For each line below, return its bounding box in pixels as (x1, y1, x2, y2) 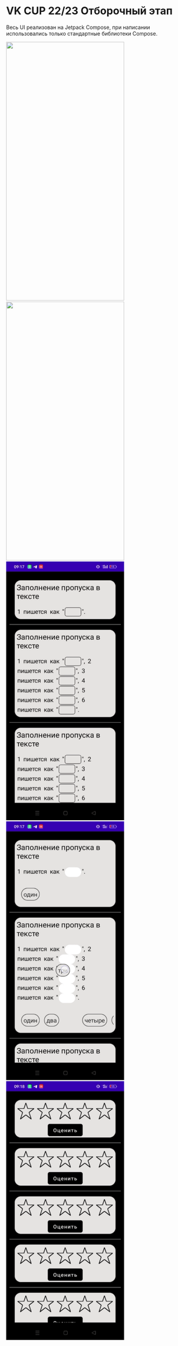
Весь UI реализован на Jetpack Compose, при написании (6, 24, 150, 31)
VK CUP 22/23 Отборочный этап (6, 4, 173, 18)
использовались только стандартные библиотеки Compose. (6, 30, 158, 37)
